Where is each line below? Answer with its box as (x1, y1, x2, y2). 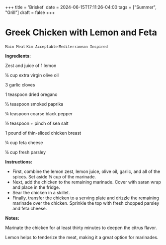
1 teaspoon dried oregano (5, 91, 58, 97)
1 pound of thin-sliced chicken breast (5, 130, 82, 136)
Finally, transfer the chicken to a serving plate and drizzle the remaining (12, 195, 159, 201)
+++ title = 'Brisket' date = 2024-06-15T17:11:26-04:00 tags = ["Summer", (5, 4, 157, 10)
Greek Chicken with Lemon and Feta (5, 27, 158, 38)
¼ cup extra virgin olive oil (5, 72, 59, 78)
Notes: (5, 215, 20, 221)
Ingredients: (5, 53, 31, 59)
